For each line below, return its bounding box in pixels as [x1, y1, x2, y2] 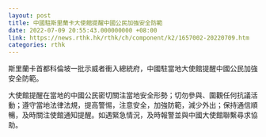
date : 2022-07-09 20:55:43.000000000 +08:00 [8, 26, 158, 34]
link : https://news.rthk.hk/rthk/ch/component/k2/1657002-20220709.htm [8, 33, 249, 42]
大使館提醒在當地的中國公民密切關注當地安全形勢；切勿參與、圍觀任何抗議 [8, 90, 251, 100]
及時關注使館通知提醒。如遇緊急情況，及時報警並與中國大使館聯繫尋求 [21, 110, 251, 120]
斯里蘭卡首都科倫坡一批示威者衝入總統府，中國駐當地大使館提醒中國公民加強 [8, 64, 258, 74]
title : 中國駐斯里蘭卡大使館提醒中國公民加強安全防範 [8, 19, 163, 27]
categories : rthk [8, 41, 66, 49]
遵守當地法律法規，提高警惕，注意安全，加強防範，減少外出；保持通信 [21, 101, 251, 110]
